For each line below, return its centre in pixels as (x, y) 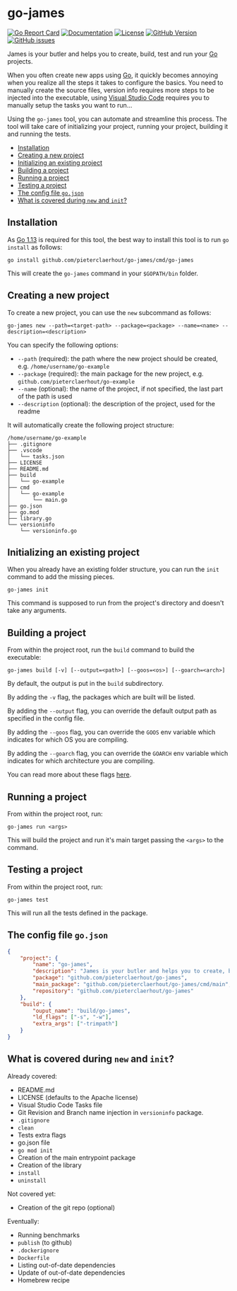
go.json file (34, 1142)
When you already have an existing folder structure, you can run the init (114, 569)
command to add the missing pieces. (61, 577)
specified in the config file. (46, 718)
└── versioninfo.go (49, 531)
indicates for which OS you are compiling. (68, 740)
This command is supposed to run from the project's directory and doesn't (116, 603)
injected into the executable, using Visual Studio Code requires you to (109, 98)
